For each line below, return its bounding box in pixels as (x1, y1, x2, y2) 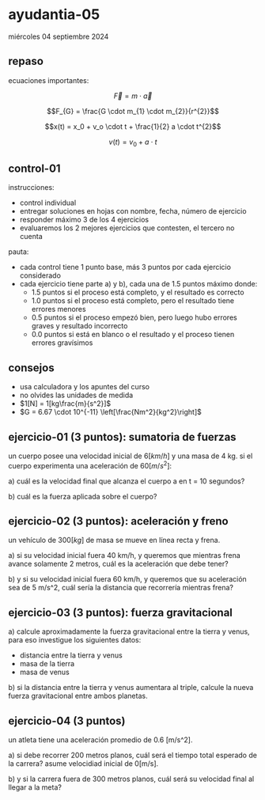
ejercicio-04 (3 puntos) (8, 714, 126, 727)
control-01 (8, 161, 61, 175)
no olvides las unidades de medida (19, 390, 134, 400)
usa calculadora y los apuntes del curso (19, 382, 150, 392)
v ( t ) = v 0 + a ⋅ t (108, 137, 157, 148)
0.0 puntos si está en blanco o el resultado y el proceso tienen (31, 330, 235, 339)
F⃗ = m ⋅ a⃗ (113, 91, 153, 100)
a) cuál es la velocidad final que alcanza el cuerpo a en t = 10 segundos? (8, 476, 245, 486)
